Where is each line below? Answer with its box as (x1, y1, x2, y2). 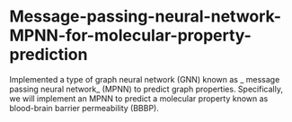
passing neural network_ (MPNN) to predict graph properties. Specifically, (9, 83, 283, 94)
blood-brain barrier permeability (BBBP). (9, 102, 160, 113)
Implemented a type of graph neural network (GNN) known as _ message (9, 74, 280, 84)
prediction (9, 45, 88, 65)
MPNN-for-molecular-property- (9, 25, 252, 46)
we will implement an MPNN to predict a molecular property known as (9, 92, 269, 104)
